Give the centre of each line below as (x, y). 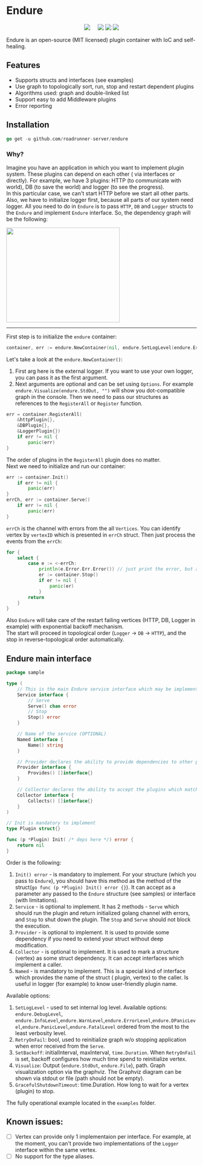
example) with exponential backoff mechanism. (65, 627)
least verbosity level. (41, 1033)
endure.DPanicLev (174, 1020)
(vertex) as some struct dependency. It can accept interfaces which (99, 958)
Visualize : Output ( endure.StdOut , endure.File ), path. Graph (90, 1065)
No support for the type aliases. (55, 1156)
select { (28, 558)
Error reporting (34, 106)
